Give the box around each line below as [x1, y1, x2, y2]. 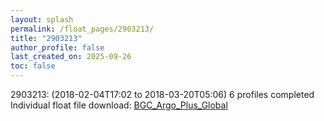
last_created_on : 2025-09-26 [10, 52, 132, 62]
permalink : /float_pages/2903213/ [10, 24, 155, 34]
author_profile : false [10, 42, 105, 53]
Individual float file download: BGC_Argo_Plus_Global [10, 99, 228, 111]
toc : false [10, 61, 56, 71]
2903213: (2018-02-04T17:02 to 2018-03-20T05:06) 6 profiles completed [10, 89, 315, 100]
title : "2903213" [10, 33, 83, 43]
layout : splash [10, 14, 74, 25]
